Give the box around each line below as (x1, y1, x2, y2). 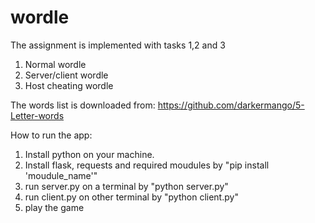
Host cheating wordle (24, 79, 114, 91)
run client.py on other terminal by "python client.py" (24, 191, 239, 203)
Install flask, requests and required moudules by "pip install (24, 159, 270, 171)
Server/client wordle (24, 69, 109, 81)
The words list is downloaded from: (10, 99, 156, 111)
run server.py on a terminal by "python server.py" (24, 180, 229, 192)
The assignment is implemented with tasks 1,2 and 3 (10, 39, 226, 51)
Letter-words (10, 109, 65, 121)
